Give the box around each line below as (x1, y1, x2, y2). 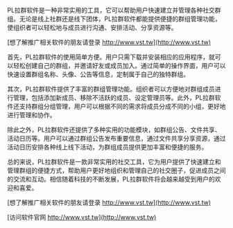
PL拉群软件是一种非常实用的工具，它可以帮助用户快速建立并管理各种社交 (7, 6, 215, 14)
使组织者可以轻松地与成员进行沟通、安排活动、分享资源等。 (7, 24, 178, 31)
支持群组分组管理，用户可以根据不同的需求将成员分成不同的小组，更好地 (19, 103, 226, 110)
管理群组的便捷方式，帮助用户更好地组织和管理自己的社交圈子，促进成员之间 (7, 166, 226, 175)
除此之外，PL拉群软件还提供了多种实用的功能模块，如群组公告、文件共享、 (7, 125, 221, 134)
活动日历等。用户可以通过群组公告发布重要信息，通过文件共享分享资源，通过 (7, 134, 226, 142)
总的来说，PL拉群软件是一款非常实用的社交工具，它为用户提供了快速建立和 (7, 158, 221, 166)
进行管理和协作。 (7, 111, 56, 119)
